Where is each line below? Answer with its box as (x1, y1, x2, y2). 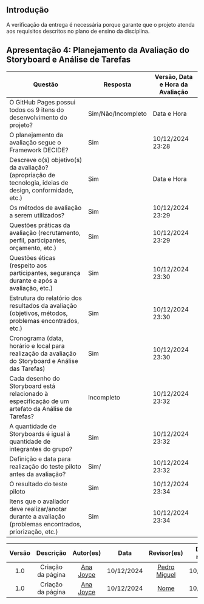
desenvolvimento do (9, 113, 68, 121)
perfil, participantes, (9, 236, 67, 245)
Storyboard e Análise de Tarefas (6, 55, 131, 65)
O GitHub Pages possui (9, 98, 76, 106)
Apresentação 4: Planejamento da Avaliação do (6, 45, 190, 55)
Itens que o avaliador (9, 497, 69, 506)
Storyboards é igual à (9, 429, 71, 438)
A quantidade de (9, 422, 56, 430)
